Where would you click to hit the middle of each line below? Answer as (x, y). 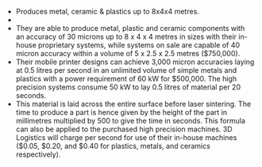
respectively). (38, 154)
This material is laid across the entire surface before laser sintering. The (133, 104)
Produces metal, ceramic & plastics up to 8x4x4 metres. (108, 11)
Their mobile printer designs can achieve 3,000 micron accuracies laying (135, 62)
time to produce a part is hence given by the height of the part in (121, 112)
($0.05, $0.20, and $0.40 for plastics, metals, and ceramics (113, 146)
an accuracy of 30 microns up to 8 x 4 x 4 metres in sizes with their (126, 36)
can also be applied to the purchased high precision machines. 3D (124, 129)
